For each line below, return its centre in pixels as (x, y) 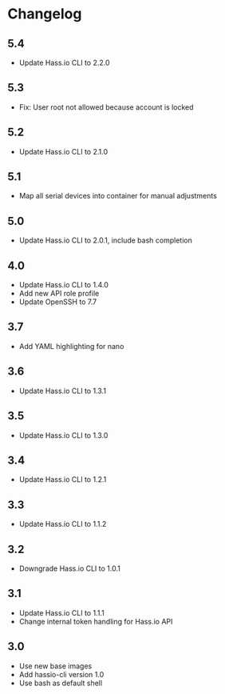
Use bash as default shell (61, 683)
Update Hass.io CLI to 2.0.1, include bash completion (105, 240)
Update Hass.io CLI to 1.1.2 (63, 524)
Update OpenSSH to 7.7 (58, 302)
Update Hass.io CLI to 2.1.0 (63, 151)
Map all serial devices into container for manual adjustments (118, 196)
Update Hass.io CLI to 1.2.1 (63, 479)
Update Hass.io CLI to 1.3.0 (63, 435)
